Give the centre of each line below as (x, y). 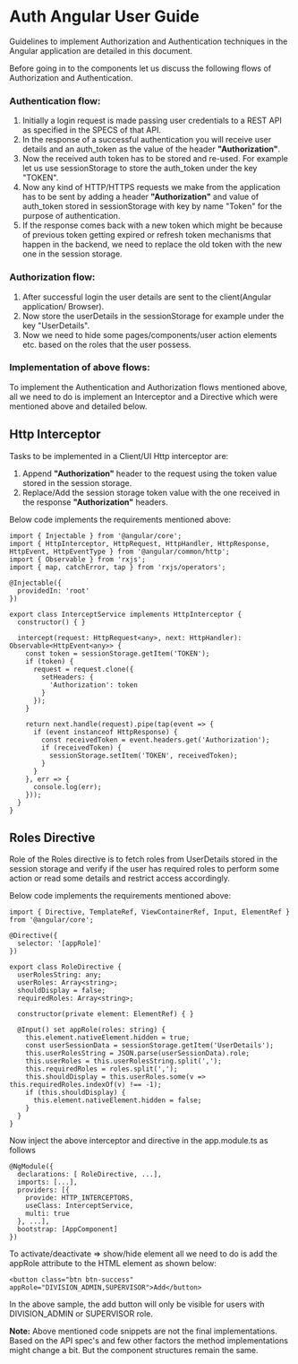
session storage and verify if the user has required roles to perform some (145, 869)
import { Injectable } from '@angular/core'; (95, 535)
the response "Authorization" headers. (95, 502)
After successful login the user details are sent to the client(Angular (146, 297)
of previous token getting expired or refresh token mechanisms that (146, 235)
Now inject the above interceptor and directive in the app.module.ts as (139, 1141)
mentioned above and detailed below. (78, 406)
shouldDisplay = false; (61, 991)
